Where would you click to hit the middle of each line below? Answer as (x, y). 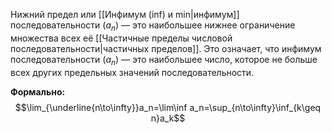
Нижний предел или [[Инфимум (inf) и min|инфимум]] (125, 14)
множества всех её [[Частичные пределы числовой (121, 38)
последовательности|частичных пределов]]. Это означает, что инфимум (166, 48)
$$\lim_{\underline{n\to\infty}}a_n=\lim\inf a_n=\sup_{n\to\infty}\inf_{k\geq (168, 107)
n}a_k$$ (168, 118)
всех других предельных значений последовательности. (132, 72)
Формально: (38, 91)
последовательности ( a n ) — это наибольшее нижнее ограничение (153, 26)
